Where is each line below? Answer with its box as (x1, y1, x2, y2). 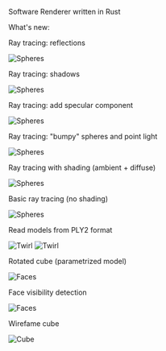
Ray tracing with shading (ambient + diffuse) (8, 163, 156, 172)
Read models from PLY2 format (8, 225, 113, 234)
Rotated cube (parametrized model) (8, 257, 127, 266)
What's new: (8, 23, 50, 31)
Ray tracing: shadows (8, 69, 81, 79)
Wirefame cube (8, 319, 60, 328)
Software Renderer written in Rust (8, 7, 121, 16)
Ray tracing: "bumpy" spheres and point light (8, 132, 158, 141)
